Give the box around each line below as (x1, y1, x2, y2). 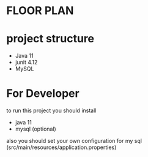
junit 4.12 (15, 59, 38, 66)
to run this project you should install (6, 107, 97, 114)
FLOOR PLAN (6, 4, 74, 18)
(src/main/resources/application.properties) (6, 144, 117, 151)
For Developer (6, 86, 80, 101)
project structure (6, 32, 95, 46)
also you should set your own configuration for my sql (6, 137, 142, 145)
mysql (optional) (15, 125, 56, 132)
